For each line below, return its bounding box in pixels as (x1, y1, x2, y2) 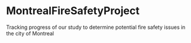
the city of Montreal (6, 29, 54, 37)
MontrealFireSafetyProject (6, 4, 140, 18)
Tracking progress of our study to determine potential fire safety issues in (6, 24, 186, 31)
